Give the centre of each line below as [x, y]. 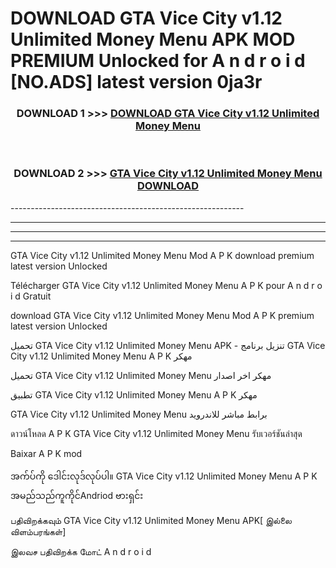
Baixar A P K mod [46, 453]
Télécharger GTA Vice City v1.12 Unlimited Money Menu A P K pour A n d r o [166, 285]
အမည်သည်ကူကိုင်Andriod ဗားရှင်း [77, 495]
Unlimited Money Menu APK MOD [153, 39]
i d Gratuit [31, 296]
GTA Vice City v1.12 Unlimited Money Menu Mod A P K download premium [162, 255]
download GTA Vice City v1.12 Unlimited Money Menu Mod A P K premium [162, 315]
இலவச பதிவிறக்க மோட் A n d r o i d [81, 551]
